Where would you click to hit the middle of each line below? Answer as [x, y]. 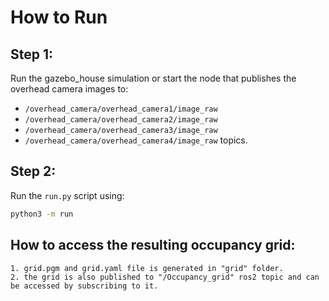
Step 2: [33, 171]
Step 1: [32, 54]
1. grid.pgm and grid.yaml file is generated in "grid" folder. [147, 268]
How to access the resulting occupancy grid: [153, 245]
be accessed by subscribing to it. [84, 286]
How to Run [59, 17]
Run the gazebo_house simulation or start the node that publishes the [153, 78]
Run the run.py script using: [67, 195]
